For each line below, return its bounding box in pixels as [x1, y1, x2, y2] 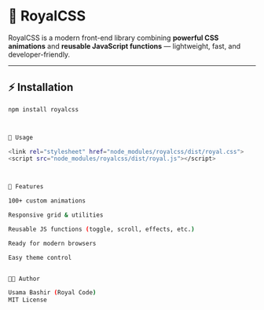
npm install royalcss [8, 105, 79, 113]
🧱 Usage [8, 133, 34, 141]
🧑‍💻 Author [8, 275, 41, 283]
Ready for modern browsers [8, 239, 97, 247]
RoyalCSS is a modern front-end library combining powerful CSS [8, 33, 219, 42]
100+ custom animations [8, 197, 86, 205]
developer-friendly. [8, 49, 71, 59]
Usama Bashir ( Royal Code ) [8, 289, 97, 297]
